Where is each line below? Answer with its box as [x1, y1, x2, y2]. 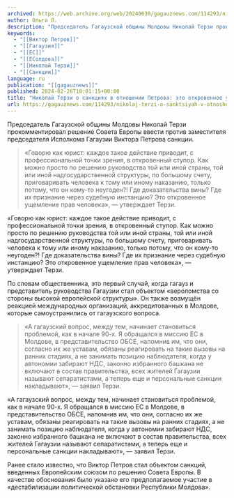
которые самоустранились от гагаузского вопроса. [7, 308, 162, 317]
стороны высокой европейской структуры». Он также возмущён [7, 294, 201, 302]
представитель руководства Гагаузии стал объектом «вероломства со [7, 287, 219, 295]
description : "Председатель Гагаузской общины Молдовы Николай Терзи [7, 23, 214, 30]
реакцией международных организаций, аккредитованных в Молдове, [7, 301, 219, 310]
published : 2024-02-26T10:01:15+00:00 [7, 88, 120, 95]
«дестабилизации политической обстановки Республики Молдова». [7, 483, 211, 491]
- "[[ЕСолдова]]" [13, 56, 64, 63]
